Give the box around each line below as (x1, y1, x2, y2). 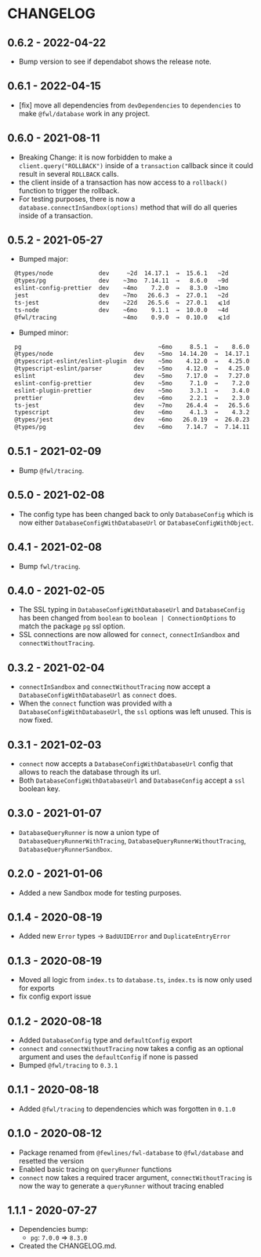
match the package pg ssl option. (18, 621, 126, 631)
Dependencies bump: (18, 1225, 89, 1234)
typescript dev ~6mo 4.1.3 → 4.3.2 (14, 409, 250, 416)
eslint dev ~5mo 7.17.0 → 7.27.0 (14, 372, 250, 380)
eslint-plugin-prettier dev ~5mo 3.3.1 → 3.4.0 (14, 387, 250, 394)
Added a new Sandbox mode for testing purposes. (18, 888, 182, 897)
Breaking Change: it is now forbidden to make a (18, 152, 173, 162)
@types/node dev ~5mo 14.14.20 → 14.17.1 (14, 350, 250, 358)
